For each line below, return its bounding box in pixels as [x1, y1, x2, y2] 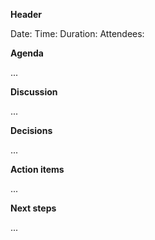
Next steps [10, 202, 57, 214]
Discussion [10, 86, 58, 98]
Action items [10, 164, 65, 175]
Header [10, 9, 42, 20]
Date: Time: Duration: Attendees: [10, 28, 145, 39]
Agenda [10, 47, 44, 59]
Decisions [10, 125, 53, 136]
